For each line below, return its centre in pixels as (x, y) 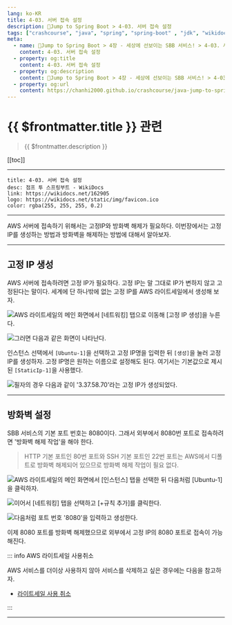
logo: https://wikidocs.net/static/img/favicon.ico (83, 200)
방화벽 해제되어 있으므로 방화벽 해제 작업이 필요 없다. (108, 465)
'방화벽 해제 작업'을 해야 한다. (54, 441)
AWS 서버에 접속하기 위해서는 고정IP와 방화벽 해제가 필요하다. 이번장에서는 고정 (114, 226)
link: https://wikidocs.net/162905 (58, 194)
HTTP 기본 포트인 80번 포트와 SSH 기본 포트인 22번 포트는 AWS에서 (117, 456)
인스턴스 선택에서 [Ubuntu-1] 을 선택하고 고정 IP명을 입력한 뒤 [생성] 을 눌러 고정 (114, 352)
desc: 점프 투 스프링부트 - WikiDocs (56, 188)
